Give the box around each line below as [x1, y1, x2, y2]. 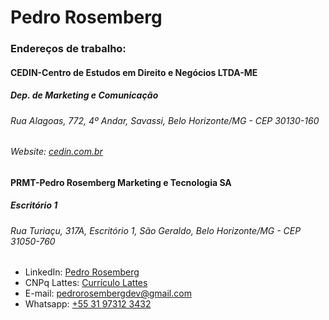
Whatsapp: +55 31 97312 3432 [24, 298, 152, 310]
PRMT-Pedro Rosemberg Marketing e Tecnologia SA [10, 176, 232, 188]
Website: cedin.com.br [10, 146, 103, 158]
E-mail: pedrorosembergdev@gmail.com [24, 287, 192, 300]
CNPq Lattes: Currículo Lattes [24, 277, 148, 289]
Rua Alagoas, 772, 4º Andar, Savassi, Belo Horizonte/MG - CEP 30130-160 [10, 114, 320, 126]
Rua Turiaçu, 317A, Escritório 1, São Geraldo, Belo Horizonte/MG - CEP [10, 224, 302, 236]
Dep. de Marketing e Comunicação [10, 89, 159, 101]
